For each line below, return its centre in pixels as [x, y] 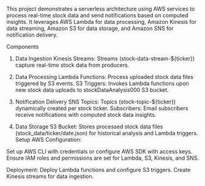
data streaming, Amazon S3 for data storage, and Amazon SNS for [90, 28]
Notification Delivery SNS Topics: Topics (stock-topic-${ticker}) [95, 102]
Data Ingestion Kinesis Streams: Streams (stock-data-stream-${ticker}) [105, 58]
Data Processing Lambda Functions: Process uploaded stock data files [104, 77]
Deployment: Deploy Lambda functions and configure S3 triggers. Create [99, 170]
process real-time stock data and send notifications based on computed [97, 15]
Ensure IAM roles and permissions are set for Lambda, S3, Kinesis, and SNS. [103, 158]
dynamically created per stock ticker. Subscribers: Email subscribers [102, 108]
